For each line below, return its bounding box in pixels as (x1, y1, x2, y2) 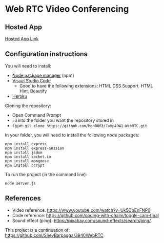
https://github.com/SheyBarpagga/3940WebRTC (5, 232, 104, 238)
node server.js (5, 181, 36, 186)
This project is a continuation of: (5, 227, 70, 233)
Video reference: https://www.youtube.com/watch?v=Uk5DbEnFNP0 (12, 207, 151, 213)
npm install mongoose (5, 158, 49, 163)
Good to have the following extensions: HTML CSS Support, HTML (19, 83, 153, 88)
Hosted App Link (5, 36, 39, 42)
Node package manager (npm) (12, 72, 74, 78)
